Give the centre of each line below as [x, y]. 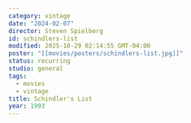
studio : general [36, 69]
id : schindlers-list [43, 38]
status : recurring [39, 61]
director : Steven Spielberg [56, 31]
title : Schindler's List [50, 99]
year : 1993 [27, 106]
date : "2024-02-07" [41, 23]
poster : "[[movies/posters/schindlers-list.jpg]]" [96, 53]
